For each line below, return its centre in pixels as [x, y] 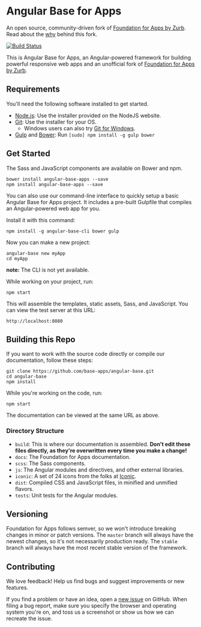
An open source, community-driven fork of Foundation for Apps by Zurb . [96, 28]
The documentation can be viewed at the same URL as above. [83, 415]
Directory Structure [35, 431]
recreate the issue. [29, 619]
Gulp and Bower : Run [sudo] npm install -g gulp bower [85, 134]
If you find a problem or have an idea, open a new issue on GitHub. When [97, 599]
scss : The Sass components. [50, 463]
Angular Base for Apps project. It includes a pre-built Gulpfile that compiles [99, 202]
